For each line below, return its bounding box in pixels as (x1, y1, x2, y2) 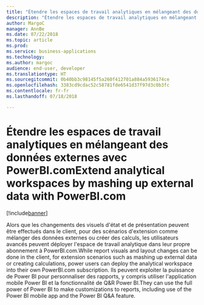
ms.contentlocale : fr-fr (6, 88, 69, 94)
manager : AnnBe (6, 25, 45, 32)
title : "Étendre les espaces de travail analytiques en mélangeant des (6, 8, 191, 15)
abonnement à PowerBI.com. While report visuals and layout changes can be (6, 247, 197, 254)
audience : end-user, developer (6, 65, 86, 72)
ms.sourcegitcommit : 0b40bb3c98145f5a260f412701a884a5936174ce (6, 76, 170, 82)
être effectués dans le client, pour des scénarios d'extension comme (6, 227, 178, 235)
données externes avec (6, 150, 127, 164)
